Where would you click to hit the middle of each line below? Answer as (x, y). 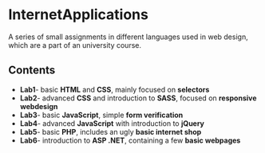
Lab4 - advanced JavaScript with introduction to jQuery (112, 123)
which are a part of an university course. (75, 45)
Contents (32, 71)
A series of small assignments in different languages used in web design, (129, 37)
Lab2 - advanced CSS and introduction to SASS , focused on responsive (138, 98)
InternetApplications (79, 15)
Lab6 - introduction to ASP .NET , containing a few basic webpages (130, 140)
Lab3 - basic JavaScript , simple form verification (101, 115)
